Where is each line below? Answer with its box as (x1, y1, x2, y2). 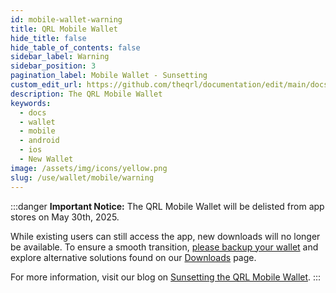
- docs (19, 107, 47, 118)
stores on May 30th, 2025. (10, 211, 120, 223)
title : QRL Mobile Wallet (10, 24, 118, 34)
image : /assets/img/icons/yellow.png (10, 163, 168, 173)
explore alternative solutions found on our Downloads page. (10, 251, 257, 263)
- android (19, 136, 60, 146)
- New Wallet (19, 154, 74, 164)
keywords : (10, 98, 52, 108)
